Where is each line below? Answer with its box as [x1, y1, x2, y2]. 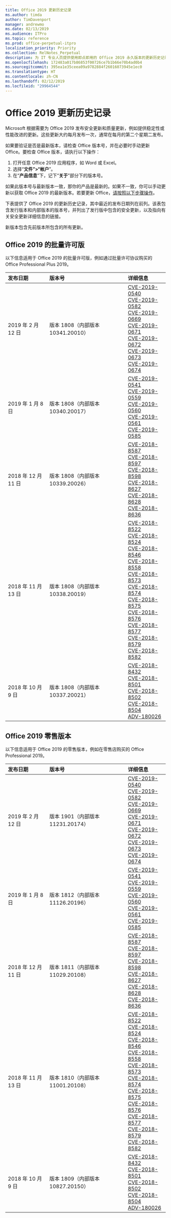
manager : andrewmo [5, 21, 44, 27]
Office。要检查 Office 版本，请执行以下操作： [5, 149, 101, 155]
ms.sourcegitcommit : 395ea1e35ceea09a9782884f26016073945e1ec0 [5, 64, 142, 70]
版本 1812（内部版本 [49, 891, 100, 899]
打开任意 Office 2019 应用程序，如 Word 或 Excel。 [12, 159, 120, 166]
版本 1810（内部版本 [49, 1074, 100, 1082]
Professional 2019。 [5, 752, 47, 759]
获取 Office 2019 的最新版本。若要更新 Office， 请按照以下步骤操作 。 [14, 190, 158, 196]
